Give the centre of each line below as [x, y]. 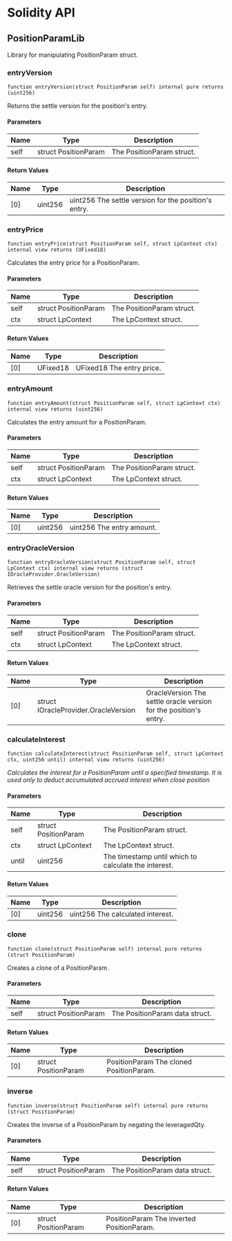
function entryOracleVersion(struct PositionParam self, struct [101, 562]
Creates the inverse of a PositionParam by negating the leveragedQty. [106, 1124]
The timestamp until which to [150, 857]
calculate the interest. [138, 866]
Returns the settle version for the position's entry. [78, 106]
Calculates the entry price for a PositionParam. [74, 263]
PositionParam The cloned [149, 1062]
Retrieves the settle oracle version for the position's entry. [89, 587]
